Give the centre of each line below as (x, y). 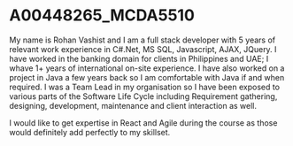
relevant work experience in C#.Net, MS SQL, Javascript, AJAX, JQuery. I (143, 49)
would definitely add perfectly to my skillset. (90, 132)
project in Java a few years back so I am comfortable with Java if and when (147, 77)
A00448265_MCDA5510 (102, 15)
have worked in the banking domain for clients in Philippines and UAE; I (139, 58)
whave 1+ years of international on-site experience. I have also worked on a (147, 68)
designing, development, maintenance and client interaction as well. (133, 105)
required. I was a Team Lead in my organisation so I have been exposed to (145, 87)
